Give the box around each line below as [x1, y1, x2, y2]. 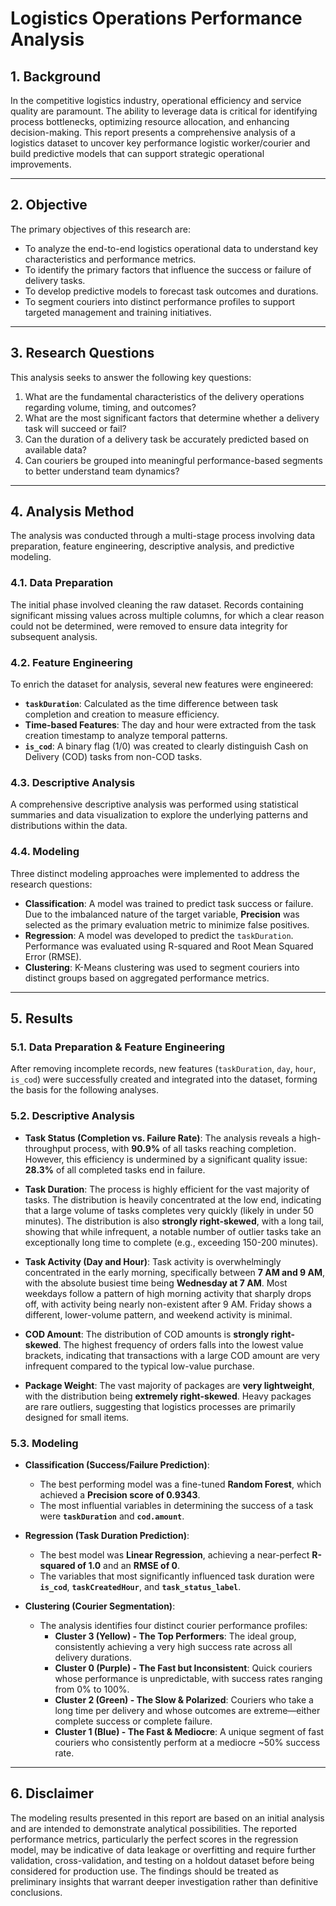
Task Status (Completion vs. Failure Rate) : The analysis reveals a [24, 1132, 297, 1144]
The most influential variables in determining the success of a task [39, 1499, 314, 1511]
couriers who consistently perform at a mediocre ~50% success [54, 1736, 321, 1748]
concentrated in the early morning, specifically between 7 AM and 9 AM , [24, 1266, 326, 1278]
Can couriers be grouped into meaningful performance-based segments [24, 454, 323, 466]
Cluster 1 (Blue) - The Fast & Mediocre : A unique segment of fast [54, 1725, 325, 1737]
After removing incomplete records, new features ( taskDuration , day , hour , [10, 1063, 317, 1075]
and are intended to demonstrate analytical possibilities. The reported [10, 1822, 297, 1834]
